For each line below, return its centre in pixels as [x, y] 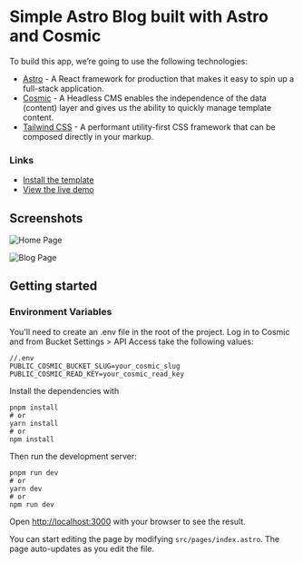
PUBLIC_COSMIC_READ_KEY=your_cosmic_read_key [97, 374]
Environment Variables [61, 312]
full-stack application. [63, 88]
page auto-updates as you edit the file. [82, 548]
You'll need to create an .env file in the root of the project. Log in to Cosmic [150, 331]
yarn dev [26, 489]
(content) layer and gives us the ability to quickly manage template [147, 107]
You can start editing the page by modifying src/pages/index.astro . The [145, 538]
